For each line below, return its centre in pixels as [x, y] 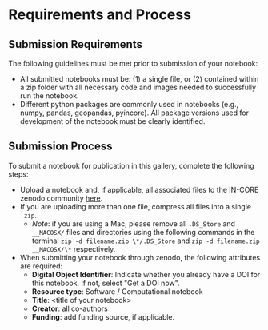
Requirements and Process [100, 15]
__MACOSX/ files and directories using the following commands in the [143, 232]
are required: [41, 266]
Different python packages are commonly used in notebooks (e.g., [129, 104]
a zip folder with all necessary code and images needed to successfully [138, 87]
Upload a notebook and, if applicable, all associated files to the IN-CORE [139, 189]
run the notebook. [49, 96]
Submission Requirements [75, 44]
